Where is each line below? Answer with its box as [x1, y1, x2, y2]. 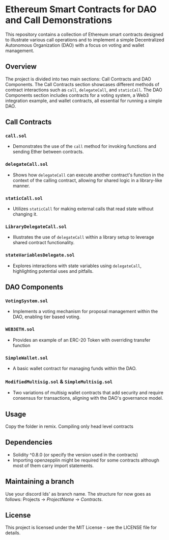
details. [5, 530, 21, 536]
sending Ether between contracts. [12, 149, 84, 155]
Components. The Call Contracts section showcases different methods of [5, 81, 159, 87]
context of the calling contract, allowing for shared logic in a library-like [12, 177, 162, 183]
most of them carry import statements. [12, 462, 94, 469]
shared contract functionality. [12, 240, 75, 246]
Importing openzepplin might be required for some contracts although [12, 457, 159, 463]
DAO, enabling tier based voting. [12, 314, 80, 320]
